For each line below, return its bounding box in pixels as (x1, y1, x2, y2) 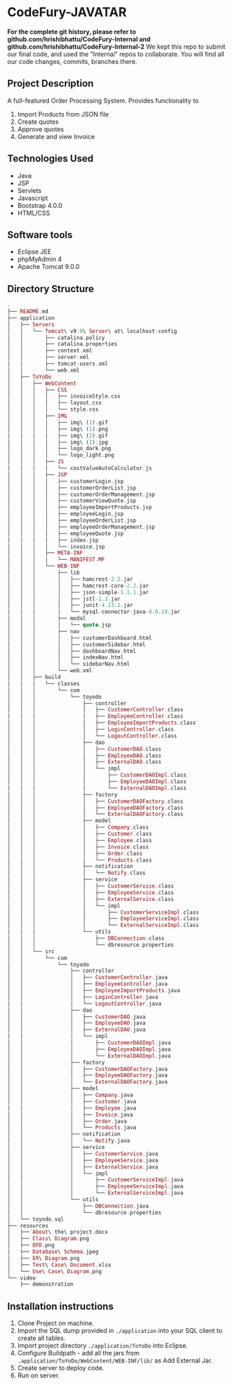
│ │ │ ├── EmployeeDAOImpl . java (7, 1046, 171, 1053)
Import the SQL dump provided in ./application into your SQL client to (17, 1327, 222, 1335)
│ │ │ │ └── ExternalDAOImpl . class (7, 785, 187, 792)
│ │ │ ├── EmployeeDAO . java (7, 1020, 146, 1027)
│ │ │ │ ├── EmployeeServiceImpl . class (7, 915, 199, 922)
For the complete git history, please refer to (7, 27, 137, 36)
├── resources (7, 1222, 49, 1229)
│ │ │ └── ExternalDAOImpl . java (7, 1052, 171, 1059)
